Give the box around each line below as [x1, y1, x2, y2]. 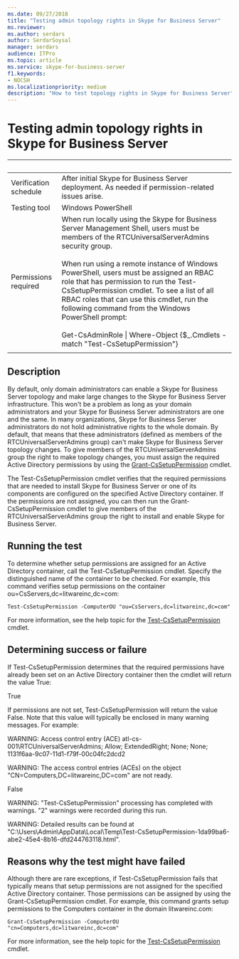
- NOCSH [7, 76, 31, 84]
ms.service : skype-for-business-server [7, 63, 126, 70]
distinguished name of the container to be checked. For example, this [7, 574, 211, 582]
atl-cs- [122, 734, 142, 743]
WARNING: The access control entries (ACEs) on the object [7, 763, 181, 772]
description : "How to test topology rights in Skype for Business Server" [7, 90, 234, 97]
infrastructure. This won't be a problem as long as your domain [7, 399, 192, 408]
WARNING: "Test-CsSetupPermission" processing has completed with [7, 798, 213, 807]
